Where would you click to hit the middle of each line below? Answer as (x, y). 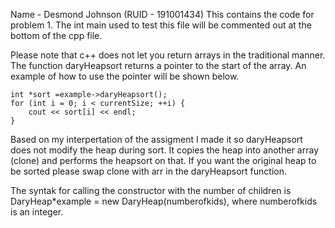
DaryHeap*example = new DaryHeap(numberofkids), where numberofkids (164, 201)
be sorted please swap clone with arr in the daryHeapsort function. (148, 171)
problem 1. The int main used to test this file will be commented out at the (161, 25)
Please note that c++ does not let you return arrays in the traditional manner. (168, 55)
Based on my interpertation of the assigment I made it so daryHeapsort (156, 139)
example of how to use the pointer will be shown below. (125, 76)
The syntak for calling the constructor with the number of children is (151, 190)
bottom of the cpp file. (56, 35)
